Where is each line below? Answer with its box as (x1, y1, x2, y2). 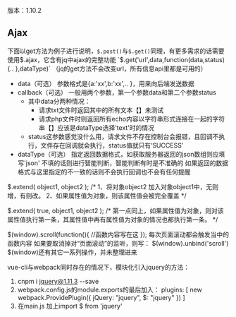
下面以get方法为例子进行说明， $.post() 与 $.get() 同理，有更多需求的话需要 (7, 47, 225, 55)
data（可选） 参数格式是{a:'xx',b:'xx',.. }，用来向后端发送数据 (17, 79, 195, 88)
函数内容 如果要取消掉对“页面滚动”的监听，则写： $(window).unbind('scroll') (7, 239, 229, 247)
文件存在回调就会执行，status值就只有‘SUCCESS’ (40, 140, 184, 150)
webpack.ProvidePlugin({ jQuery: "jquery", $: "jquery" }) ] (17, 293, 185, 301)
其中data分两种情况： (27, 97, 91, 105)
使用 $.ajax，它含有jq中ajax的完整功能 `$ (7, 55, 124, 64)
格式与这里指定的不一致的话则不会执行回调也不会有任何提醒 (17, 167, 191, 176)
